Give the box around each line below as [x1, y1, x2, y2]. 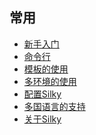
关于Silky [23, 113, 62, 125]
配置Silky [23, 88, 62, 100]
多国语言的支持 [23, 100, 86, 112]
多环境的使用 [23, 75, 77, 87]
